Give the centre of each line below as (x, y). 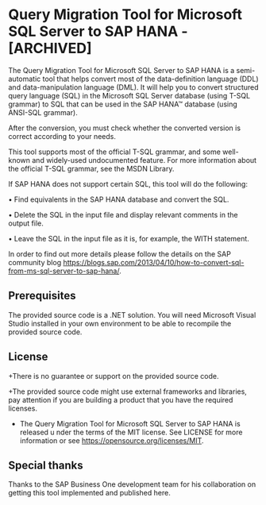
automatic (25, 79)
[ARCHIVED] (50, 48)
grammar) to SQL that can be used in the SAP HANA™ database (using (123, 104)
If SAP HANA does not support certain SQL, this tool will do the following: (128, 183)
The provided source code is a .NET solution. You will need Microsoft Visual (132, 314)
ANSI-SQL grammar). (43, 112)
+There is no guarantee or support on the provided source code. (114, 376)
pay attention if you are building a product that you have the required (121, 399)
